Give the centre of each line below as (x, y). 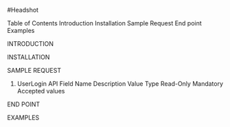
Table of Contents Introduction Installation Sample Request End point (105, 23)
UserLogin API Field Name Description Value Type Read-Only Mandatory (120, 84)
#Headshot (23, 10)
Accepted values (41, 91)
